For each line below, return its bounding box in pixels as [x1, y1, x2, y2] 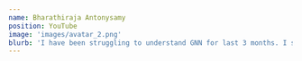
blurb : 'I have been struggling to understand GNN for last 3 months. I [8, 38, 288, 48]
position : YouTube [8, 22, 78, 30]
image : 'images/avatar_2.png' [8, 30, 123, 39]
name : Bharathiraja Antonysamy [8, 13, 126, 22]
